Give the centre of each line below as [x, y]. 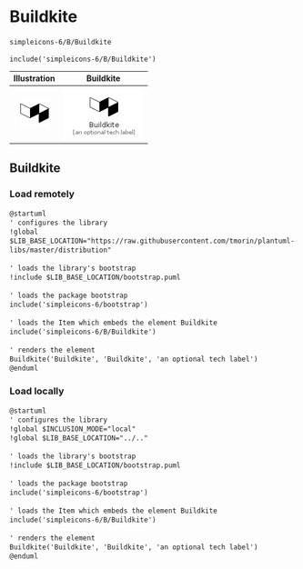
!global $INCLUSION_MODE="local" [73, 429]
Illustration [35, 78]
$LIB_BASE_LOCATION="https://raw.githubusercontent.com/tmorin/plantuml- [152, 241]
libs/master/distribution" [61, 250]
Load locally [37, 391]
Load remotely [42, 194]
